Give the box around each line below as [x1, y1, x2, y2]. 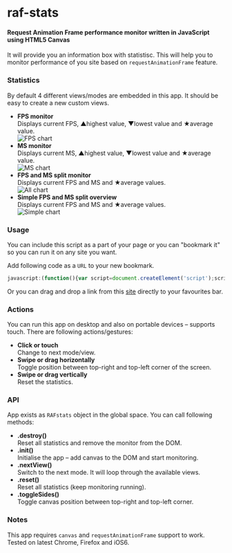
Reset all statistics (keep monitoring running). [17, 483, 146, 491]
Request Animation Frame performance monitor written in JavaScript [7, 28, 210, 36]
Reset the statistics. [17, 378, 74, 386]
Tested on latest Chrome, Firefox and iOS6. [7, 538, 130, 546]
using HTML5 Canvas [7, 35, 70, 44]
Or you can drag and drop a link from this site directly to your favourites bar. [7, 287, 223, 296]
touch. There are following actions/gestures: [7, 327, 133, 336]
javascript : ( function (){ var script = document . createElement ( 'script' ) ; [7, 275, 215, 282]
